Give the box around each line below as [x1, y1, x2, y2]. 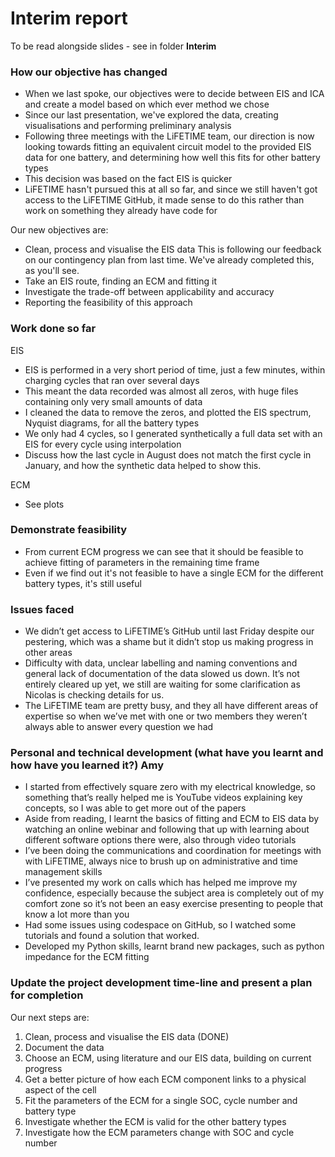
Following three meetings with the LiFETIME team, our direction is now [24, 130, 315, 142]
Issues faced [10, 602, 75, 616]
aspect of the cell [24, 1083, 97, 1096]
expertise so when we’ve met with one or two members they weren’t [24, 710, 308, 722]
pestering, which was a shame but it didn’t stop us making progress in [24, 636, 314, 648]
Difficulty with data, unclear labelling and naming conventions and [24, 657, 298, 669]
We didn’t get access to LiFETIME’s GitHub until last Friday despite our [24, 625, 315, 637]
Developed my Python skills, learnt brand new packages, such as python [24, 940, 325, 952]
